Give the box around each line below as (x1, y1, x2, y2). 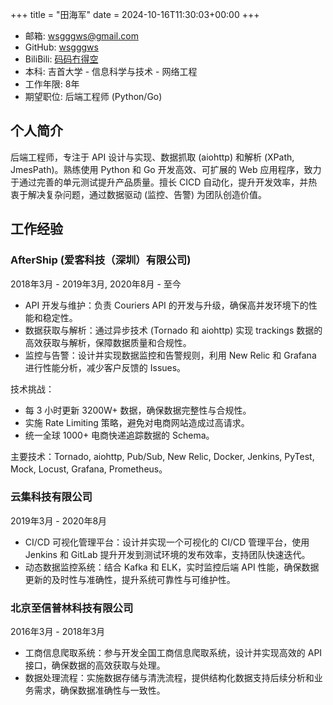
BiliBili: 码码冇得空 (24, 53, 99, 65)
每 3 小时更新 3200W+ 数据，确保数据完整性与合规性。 (24, 404, 252, 416)
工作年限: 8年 (24, 78, 80, 90)
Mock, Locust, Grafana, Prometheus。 (10, 463, 168, 475)
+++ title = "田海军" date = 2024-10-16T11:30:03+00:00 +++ (10, 9, 260, 20)
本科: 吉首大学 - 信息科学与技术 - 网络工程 (24, 66, 198, 77)
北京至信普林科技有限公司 (10, 601, 134, 615)
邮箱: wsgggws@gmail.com (24, 30, 139, 42)
